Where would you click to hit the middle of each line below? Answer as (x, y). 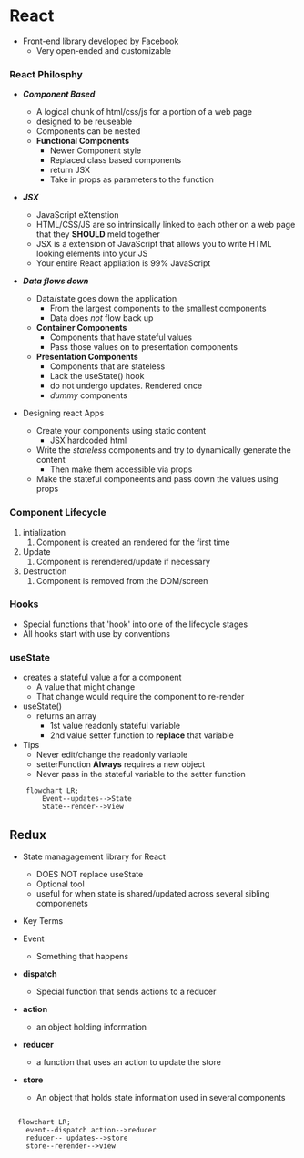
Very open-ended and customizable (104, 50)
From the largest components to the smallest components (158, 308)
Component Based (59, 94)
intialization (44, 532)
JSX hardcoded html (88, 441)
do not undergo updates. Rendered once (126, 386)
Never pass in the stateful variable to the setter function (141, 774)
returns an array (66, 716)
